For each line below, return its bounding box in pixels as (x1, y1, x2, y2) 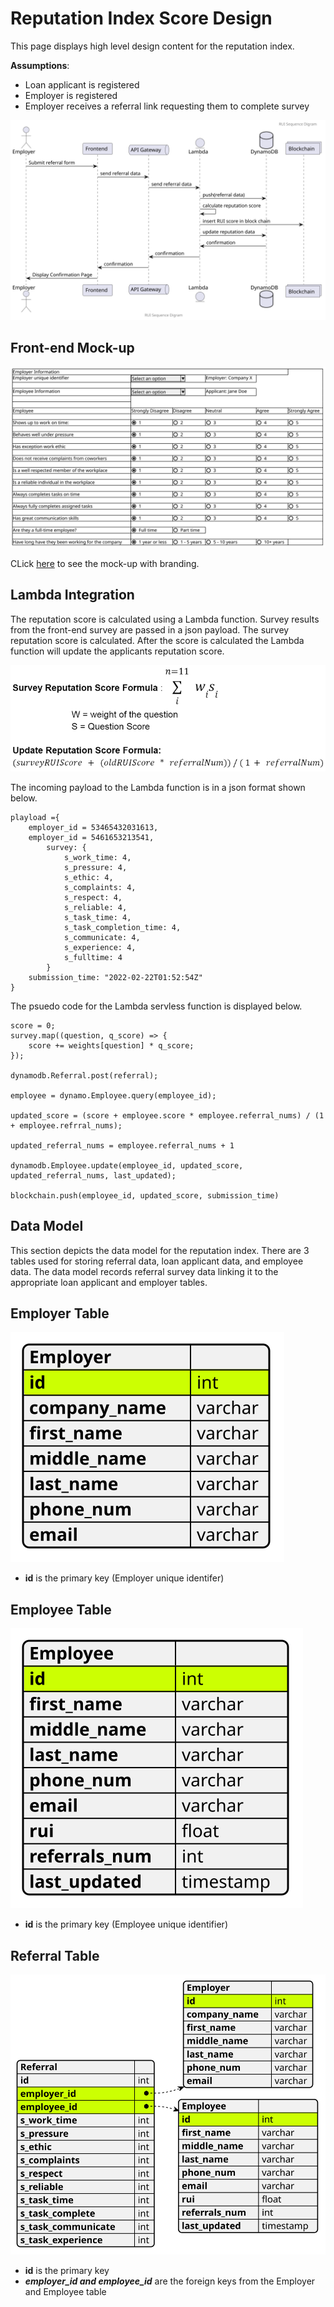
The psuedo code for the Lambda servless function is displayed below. (10, 1000, 303, 1012)
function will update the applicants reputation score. (10, 645, 225, 657)
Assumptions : (10, 59, 70, 71)
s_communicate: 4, (63, 932, 141, 942)
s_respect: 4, (63, 892, 123, 902)
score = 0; (10, 1020, 56, 1031)
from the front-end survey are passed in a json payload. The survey (10, 623, 290, 636)
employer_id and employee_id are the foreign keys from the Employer (24, 2275, 316, 2287)
